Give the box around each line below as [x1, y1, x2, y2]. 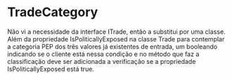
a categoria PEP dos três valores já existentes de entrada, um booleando [7, 42, 218, 51]
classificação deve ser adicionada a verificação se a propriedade [7, 57, 196, 65]
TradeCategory [7, 4, 98, 20]
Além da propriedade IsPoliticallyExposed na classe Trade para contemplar [7, 34, 225, 43]
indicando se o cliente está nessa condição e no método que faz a [7, 50, 200, 58]
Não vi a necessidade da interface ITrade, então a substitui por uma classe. [7, 27, 226, 36]
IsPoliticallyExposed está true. [7, 65, 95, 73]
